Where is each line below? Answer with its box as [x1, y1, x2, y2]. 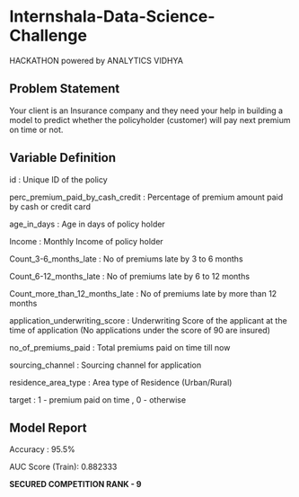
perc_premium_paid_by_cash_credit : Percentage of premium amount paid [9, 191, 284, 202]
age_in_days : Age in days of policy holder [9, 218, 166, 229]
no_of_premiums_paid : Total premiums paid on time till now [9, 342, 231, 352]
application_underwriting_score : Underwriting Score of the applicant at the [9, 315, 287, 325]
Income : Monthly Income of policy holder [9, 235, 163, 246]
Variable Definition [9, 150, 117, 165]
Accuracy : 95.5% [9, 444, 76, 455]
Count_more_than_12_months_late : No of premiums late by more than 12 [9, 288, 277, 298]
